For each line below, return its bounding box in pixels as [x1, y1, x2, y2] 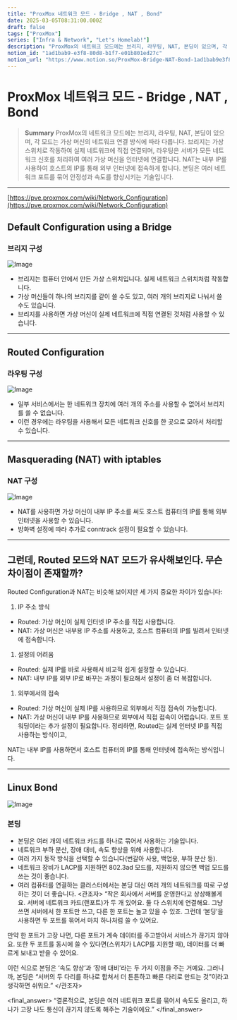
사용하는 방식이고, [17, 730, 67, 739]
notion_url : [7, 56, 42, 63]
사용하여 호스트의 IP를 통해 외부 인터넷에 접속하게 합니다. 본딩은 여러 [24, 164, 213, 172]
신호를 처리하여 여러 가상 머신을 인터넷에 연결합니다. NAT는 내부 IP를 [37, 154, 227, 163]
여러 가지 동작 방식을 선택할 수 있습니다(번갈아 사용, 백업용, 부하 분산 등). [17, 854, 217, 863]
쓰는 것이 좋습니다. [17, 872, 69, 880]
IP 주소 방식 [17, 602, 50, 611]
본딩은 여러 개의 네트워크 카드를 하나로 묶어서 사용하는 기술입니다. [17, 837, 199, 845]
